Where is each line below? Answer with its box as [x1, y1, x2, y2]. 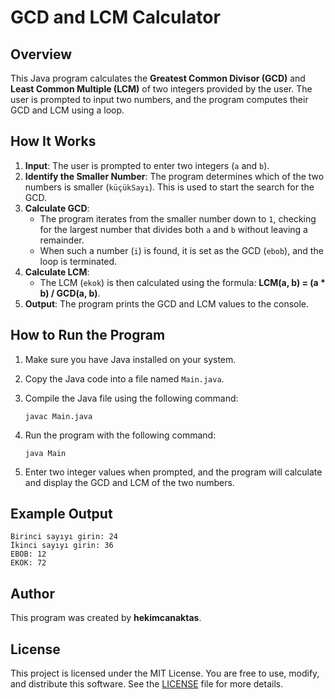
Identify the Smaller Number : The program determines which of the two [24, 170, 325, 182]
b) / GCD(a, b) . [39, 287, 101, 299]
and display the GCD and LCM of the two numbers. [24, 476, 235, 488]
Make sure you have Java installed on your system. [24, 353, 237, 365]
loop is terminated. [39, 255, 118, 267]
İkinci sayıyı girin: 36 [10, 541, 114, 551]
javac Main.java [24, 411, 93, 421]
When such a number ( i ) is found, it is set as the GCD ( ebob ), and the [39, 244, 324, 256]
